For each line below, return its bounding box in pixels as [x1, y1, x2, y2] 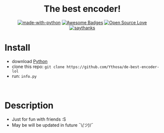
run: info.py [11, 73, 37, 79]
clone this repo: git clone [11, 64, 65, 69]
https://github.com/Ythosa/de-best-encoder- [66, 65, 160, 69]
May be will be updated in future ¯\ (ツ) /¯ [11, 122, 94, 128]
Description [4, 100, 54, 111]
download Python [11, 58, 48, 64]
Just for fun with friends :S [11, 116, 66, 122]
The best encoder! [43, 3, 121, 15]
